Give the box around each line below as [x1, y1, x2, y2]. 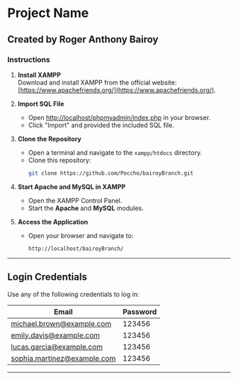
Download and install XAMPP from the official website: [17, 78, 177, 87]
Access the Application [17, 217, 89, 226]
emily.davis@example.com [11, 330, 101, 340]
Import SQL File [17, 99, 64, 108]
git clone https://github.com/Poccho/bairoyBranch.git [28, 169, 193, 177]
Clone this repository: [28, 156, 91, 164]
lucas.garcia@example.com [11, 342, 103, 352]
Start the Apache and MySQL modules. [28, 204, 144, 212]
